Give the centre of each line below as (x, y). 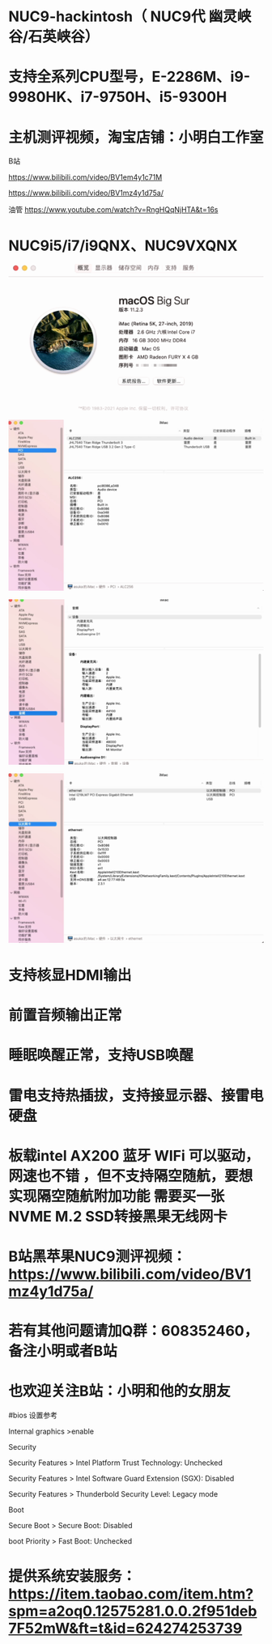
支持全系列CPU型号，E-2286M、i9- (130, 77)
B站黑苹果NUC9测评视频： (98, 1257)
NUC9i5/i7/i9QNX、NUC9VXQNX (123, 246)
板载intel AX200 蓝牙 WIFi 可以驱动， (134, 1155)
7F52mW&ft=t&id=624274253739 (125, 1629)
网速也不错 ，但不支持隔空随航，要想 (131, 1176)
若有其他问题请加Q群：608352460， (134, 1331)
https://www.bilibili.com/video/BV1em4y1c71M (85, 177)
